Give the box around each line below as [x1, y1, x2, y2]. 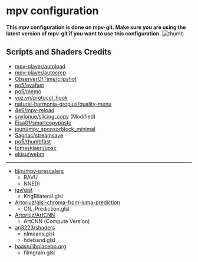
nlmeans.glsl [23, 230, 55, 237]
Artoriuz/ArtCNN [14, 211, 55, 218]
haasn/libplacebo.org [14, 243, 67, 250]
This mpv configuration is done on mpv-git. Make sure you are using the [6, 24, 186, 31]
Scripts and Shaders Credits [6, 47, 112, 57]
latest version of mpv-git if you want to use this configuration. [6, 30, 161, 37]
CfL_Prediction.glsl [23, 205, 70, 212]
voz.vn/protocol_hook [14, 94, 68, 101]
